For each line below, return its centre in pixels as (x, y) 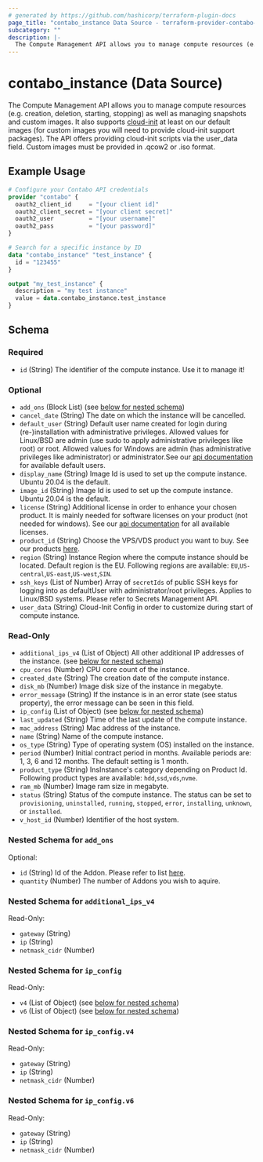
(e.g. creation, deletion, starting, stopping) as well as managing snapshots (127, 114)
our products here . (49, 548)
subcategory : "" (34, 30)
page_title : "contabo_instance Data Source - (83, 23)
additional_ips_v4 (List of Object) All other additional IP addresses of (131, 653)
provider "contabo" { (43, 197)
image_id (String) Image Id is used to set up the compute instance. (126, 490)
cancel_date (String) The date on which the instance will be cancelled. (133, 415)
